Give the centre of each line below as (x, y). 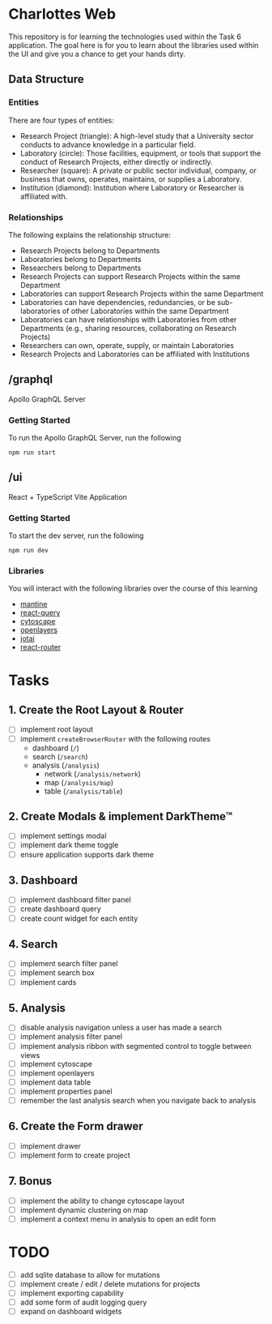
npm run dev (28, 551)
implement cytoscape (56, 1064)
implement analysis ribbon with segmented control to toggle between (136, 1046)
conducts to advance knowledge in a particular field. (108, 144)
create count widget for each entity (79, 918)
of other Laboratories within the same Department (145, 311)
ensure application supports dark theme (87, 854)
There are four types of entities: (62, 120)
